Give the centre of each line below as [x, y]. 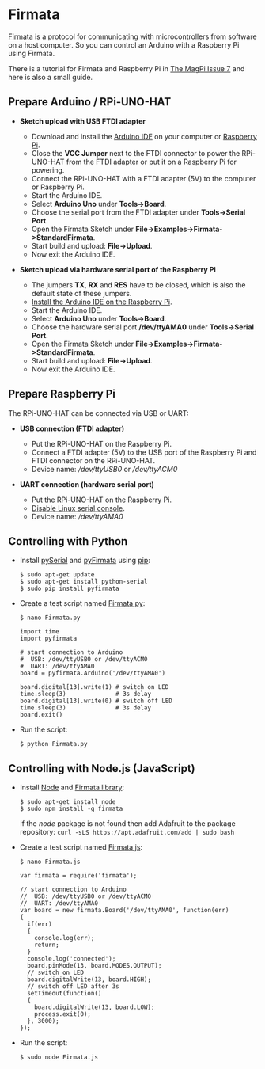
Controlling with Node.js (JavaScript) [102, 768]
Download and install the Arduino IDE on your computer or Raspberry [144, 136]
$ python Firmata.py [53, 744]
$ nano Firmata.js [50, 862]
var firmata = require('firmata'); [78, 876]
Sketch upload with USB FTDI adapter [83, 121]
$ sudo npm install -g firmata [71, 809]
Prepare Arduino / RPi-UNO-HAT [90, 102]
